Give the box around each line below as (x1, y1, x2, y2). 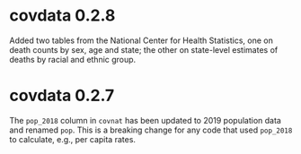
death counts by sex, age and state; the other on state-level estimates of (9, 44, 279, 55)
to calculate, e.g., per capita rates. (9, 133, 137, 144)
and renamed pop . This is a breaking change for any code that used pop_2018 (9, 124, 293, 135)
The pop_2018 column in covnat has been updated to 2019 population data (9, 115, 281, 125)
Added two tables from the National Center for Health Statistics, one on (9, 35, 274, 46)
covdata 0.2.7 (9, 86, 115, 106)
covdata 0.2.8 (9, 5, 116, 26)
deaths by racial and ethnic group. (9, 54, 137, 64)
